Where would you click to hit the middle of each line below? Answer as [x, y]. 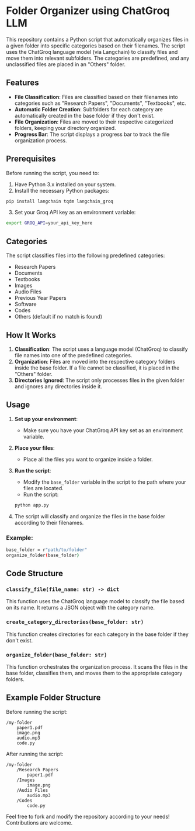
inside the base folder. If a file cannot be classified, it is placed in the [97, 368]
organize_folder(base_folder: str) [57, 655]
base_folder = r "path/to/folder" [47, 550]
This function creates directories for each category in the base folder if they [97, 634]
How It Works [31, 335]
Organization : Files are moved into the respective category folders [95, 361]
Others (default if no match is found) [58, 317]
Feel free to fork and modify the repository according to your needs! [88, 816]
